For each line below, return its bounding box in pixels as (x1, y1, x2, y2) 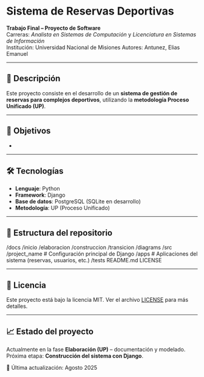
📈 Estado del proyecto (6, 327, 94, 337)
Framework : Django (15, 191, 66, 199)
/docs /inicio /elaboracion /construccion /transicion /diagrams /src (6, 244, 172, 251)
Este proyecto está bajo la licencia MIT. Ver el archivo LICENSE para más (6, 296, 189, 303)
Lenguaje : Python (15, 185, 61, 192)
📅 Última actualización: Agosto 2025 (6, 364, 98, 371)
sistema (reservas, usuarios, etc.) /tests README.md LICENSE (6, 257, 162, 264)
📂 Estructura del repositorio (6, 228, 113, 238)
